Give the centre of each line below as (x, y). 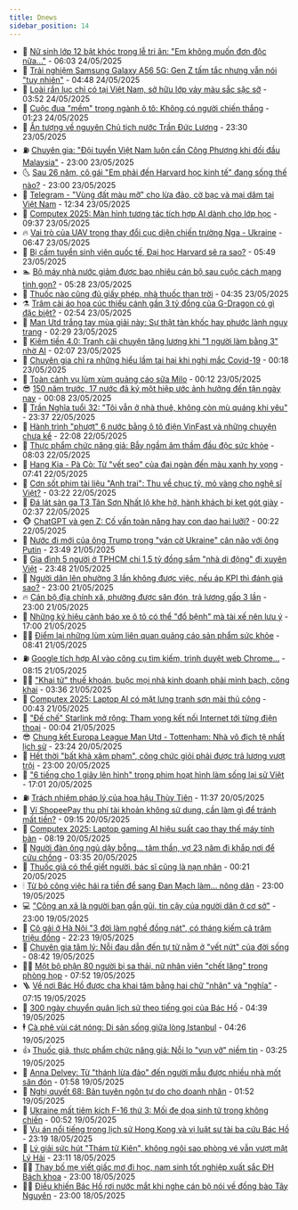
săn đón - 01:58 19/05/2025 (73, 1082)
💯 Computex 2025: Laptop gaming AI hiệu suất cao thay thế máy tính (148, 828)
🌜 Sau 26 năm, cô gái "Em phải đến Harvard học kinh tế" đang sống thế (154, 172)
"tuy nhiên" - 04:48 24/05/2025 (81, 79)
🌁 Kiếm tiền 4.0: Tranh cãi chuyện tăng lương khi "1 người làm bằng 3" (150, 341)
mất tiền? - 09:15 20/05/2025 (76, 819)
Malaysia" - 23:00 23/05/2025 (78, 162)
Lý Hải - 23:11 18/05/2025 (68, 1157)
